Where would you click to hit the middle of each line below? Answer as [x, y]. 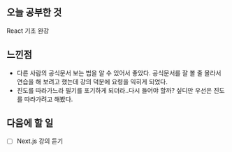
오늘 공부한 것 [34, 13]
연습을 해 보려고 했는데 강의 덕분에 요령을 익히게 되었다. [92, 82]
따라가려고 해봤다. [49, 99]
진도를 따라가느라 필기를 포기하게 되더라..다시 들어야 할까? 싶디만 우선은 [114, 90]
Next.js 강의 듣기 [40, 141]
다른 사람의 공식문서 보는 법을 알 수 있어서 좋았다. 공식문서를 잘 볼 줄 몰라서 [119, 73]
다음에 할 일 [30, 123]
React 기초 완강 [28, 31]
